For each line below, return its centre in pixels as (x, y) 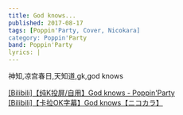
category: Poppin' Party (48, 38)
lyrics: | (25, 52)
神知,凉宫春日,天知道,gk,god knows (66, 76)
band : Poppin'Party (41, 45)
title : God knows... (43, 15)
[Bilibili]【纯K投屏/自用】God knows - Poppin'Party (91, 93)
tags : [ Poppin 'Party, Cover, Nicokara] (74, 30)
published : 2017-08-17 (46, 23)
